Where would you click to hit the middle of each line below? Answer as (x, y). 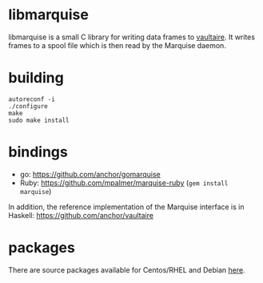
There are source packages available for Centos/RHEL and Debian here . (127, 269)
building (36, 78)
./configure (28, 106)
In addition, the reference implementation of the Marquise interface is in (127, 207)
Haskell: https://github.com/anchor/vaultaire (81, 215)
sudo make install (39, 120)
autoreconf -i (32, 99)
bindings (38, 152)
